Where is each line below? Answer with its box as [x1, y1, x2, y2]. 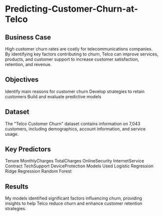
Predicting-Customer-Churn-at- [5, 3, 138, 15]
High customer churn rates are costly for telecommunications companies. [5, 46, 153, 52]
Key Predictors [5, 145, 51, 154]
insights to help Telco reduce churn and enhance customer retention [5, 200, 143, 206]
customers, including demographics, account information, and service [5, 126, 146, 132]
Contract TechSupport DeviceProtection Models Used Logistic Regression [5, 163, 154, 169]
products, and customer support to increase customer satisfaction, [5, 56, 140, 62]
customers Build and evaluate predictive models [5, 93, 102, 99]
